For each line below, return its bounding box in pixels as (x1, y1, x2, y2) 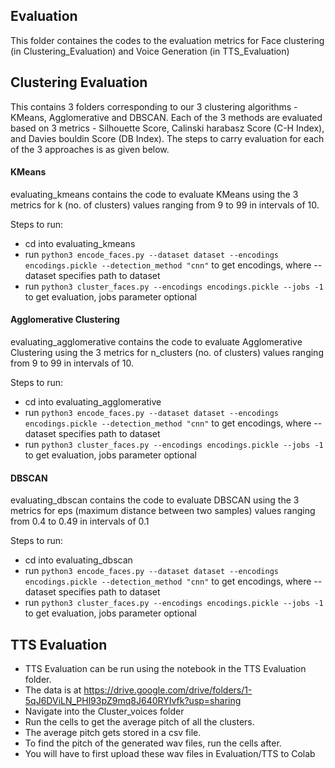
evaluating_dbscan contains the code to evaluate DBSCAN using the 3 (10, 494, 300, 506)
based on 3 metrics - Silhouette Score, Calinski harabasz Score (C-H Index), (10, 122, 325, 134)
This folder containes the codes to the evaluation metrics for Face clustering (10, 34, 325, 46)
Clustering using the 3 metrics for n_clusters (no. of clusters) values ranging (10, 347, 324, 359)
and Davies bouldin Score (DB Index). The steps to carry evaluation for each (10, 132, 325, 144)
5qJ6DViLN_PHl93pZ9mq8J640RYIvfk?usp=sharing (24, 695, 242, 707)
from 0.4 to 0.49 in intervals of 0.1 (10, 515, 150, 528)
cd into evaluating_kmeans (24, 237, 136, 249)
